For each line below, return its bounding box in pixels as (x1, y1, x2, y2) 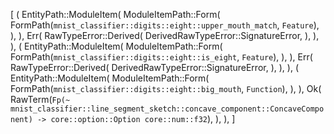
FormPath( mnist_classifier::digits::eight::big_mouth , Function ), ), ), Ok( (10, 83, 322, 94)
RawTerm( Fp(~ (10, 94, 71, 105)
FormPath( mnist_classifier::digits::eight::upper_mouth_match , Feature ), (10, 19, 320, 31)
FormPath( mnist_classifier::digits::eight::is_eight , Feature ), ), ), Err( (10, 51, 313, 63)
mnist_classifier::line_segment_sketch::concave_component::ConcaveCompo (10, 104, 325, 114)
